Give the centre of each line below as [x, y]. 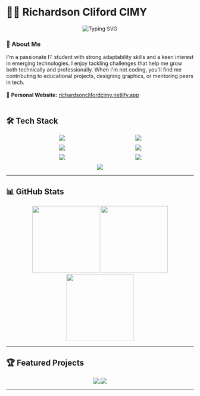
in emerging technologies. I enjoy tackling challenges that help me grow [94, 63]
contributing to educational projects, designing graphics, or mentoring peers [100, 76]
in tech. [15, 82]
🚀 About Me [24, 44]
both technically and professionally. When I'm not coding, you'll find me [94, 70]
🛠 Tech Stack [32, 121]
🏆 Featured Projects [45, 363]
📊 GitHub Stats [35, 192]
